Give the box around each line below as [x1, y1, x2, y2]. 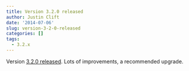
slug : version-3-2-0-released [6, 25, 81, 31]
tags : [6, 36, 20, 42]
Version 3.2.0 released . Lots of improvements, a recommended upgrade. [6, 57, 184, 65]
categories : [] [6, 31, 44, 37]
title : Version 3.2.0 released [6, 8, 84, 15]
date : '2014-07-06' [6, 20, 55, 25]
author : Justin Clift [6, 14, 60, 20]
